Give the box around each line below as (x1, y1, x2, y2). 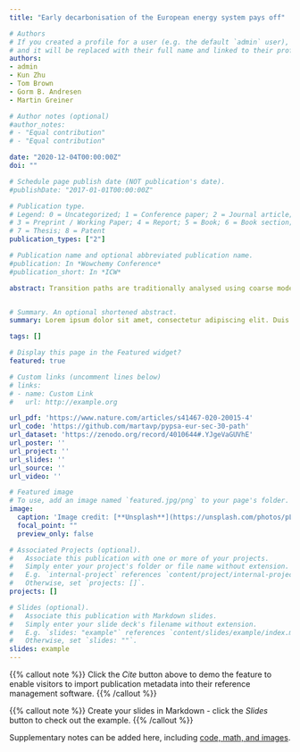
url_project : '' (9, 447, 70, 455)
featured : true (9, 356, 66, 365)
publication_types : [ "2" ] (9, 235, 105, 244)
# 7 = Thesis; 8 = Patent (9, 227, 105, 236)
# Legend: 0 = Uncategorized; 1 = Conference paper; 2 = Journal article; (9, 210, 294, 219)
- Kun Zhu (9, 71, 46, 80)
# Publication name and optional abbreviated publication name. (9, 251, 254, 260)
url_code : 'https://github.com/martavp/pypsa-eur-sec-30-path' (9, 422, 250, 431)
